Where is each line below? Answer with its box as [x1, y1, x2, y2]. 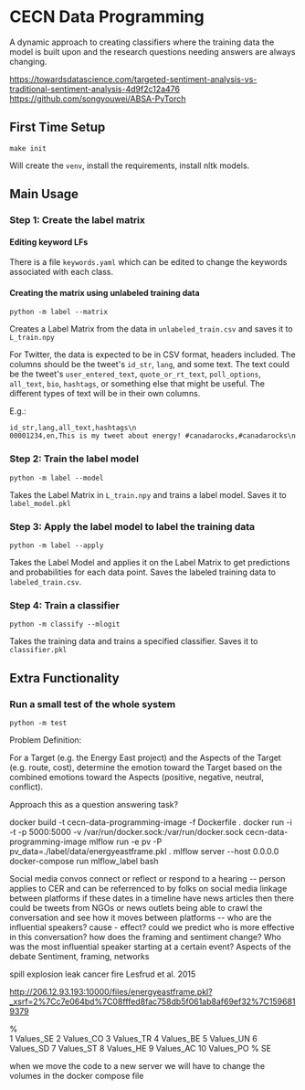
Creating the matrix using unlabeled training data [9, 287, 200, 298]
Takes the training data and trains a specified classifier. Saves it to [9, 636, 258, 647]
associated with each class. [9, 267, 114, 278]
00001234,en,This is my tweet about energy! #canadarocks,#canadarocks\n [9, 431, 297, 440]
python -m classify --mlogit [9, 619, 121, 630]
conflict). [9, 781, 44, 792]
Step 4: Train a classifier [9, 598, 121, 611]
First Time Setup [9, 120, 106, 135]
